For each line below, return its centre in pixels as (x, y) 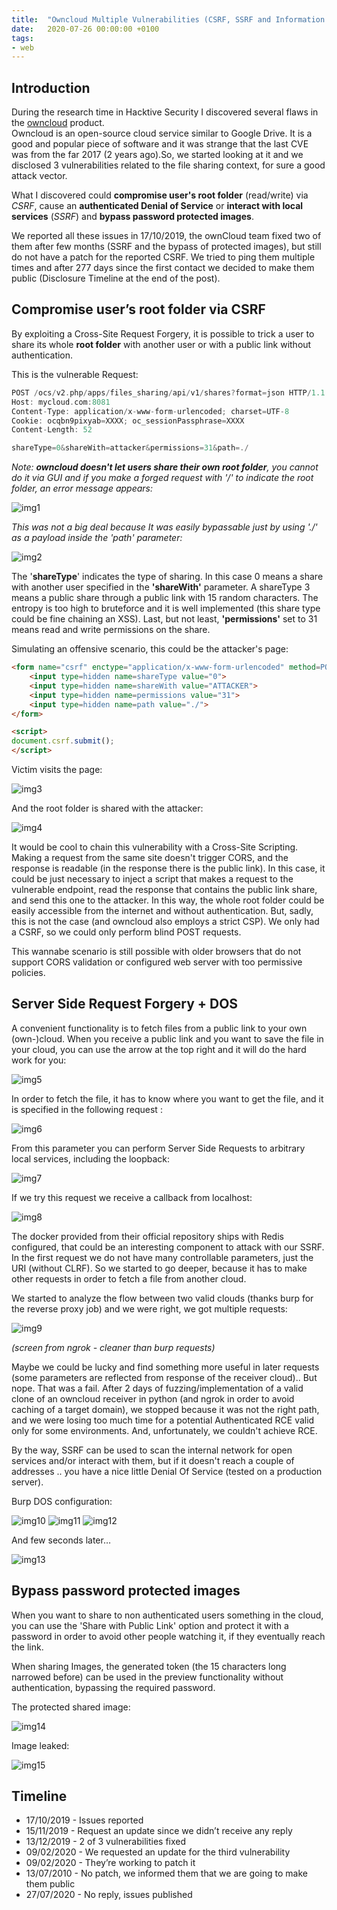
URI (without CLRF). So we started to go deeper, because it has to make (159, 1268)
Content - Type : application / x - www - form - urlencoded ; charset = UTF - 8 (150, 411)
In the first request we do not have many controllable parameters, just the (162, 1257)
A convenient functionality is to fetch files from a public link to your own (159, 1028)
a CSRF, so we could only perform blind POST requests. (126, 932)
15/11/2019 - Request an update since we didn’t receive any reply (159, 1831)
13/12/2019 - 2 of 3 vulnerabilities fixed (106, 1842)
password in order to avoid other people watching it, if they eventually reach (168, 1636)
